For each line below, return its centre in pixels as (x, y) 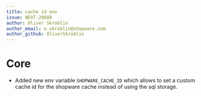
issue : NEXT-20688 (29, 17)
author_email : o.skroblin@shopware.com (56, 28)
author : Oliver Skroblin (37, 23)
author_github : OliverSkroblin (45, 34)
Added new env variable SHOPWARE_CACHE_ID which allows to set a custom (105, 80)
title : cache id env (32, 12)
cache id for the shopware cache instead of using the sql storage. (96, 87)
